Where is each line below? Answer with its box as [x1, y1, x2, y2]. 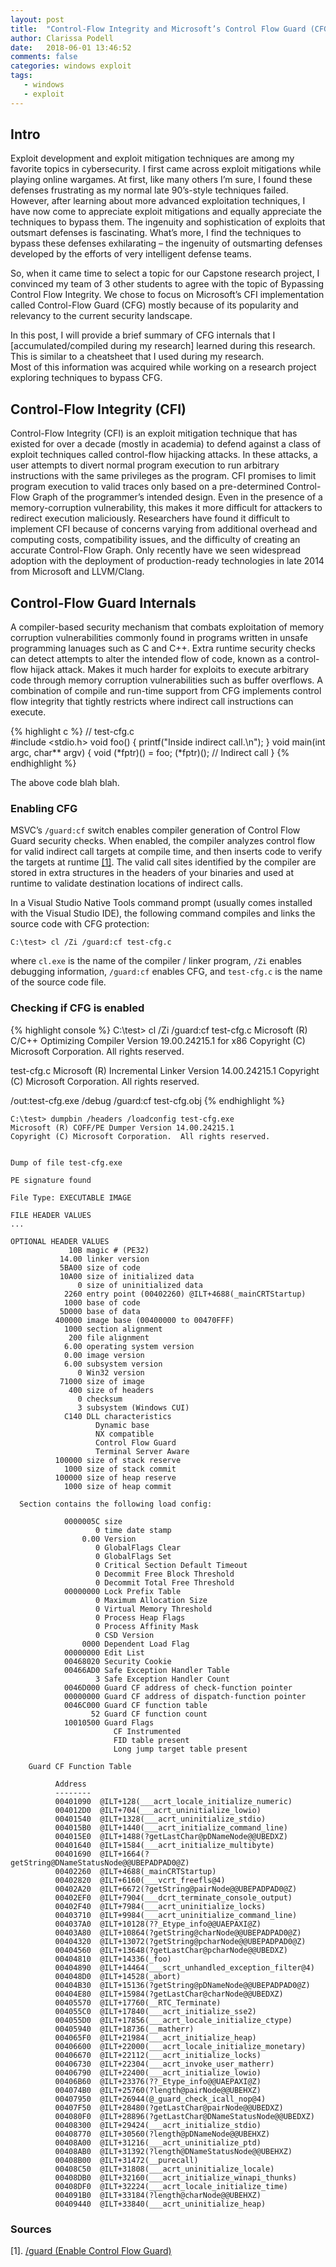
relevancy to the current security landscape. [10, 310, 193, 322]
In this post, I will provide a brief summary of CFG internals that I [10, 329, 276, 341]
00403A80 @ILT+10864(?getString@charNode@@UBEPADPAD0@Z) [54, 1927, 302, 1938]
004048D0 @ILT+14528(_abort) [54, 1971, 182, 1981]
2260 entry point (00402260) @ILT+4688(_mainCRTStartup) [63, 1289, 307, 1299]
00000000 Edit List [63, 1647, 145, 1658]
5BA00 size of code [59, 1262, 141, 1273]
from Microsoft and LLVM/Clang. [10, 566, 145, 578]
